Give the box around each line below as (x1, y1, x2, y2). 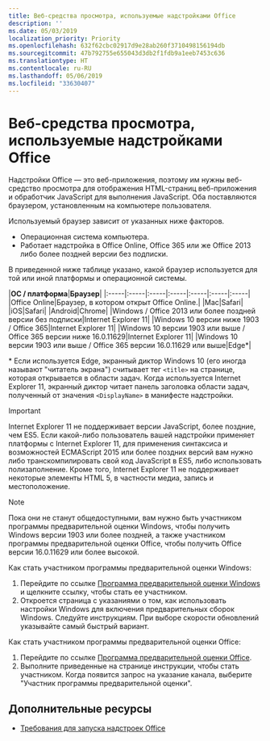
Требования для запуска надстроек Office (19, 723, 166, 733)
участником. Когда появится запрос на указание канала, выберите (19, 670, 252, 680)
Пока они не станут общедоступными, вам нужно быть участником (8, 513, 242, 523)
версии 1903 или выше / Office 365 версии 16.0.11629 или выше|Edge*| (8, 341, 251, 350)
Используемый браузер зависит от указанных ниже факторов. (8, 216, 225, 226)
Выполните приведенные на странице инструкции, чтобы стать (19, 661, 239, 671)
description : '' (8, 19, 63, 27)
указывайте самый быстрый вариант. (19, 622, 149, 631)
